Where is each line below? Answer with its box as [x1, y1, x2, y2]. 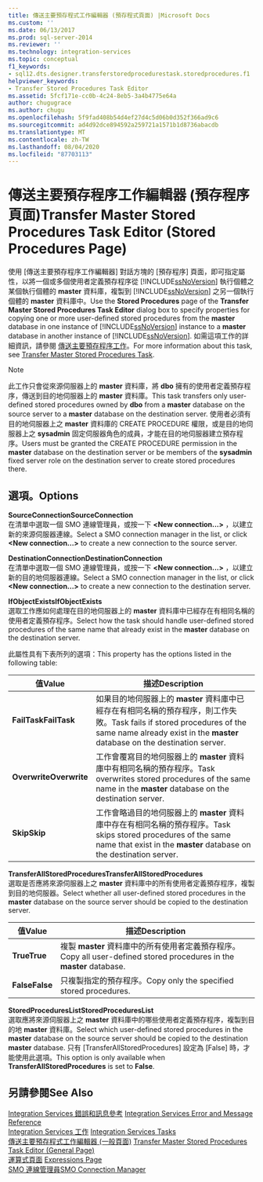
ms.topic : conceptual [8, 56, 79, 64]
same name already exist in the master [95, 727, 239, 738]
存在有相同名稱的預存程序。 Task [111, 819, 231, 829]
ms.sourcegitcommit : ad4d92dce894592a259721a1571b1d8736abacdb [8, 121, 219, 129]
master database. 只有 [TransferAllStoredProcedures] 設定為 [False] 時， [8, 1043, 244, 1052]
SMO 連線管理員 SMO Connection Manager [8, 1164, 146, 1174]
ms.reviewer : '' [8, 41, 61, 49]
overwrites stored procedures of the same [95, 774, 250, 784]
